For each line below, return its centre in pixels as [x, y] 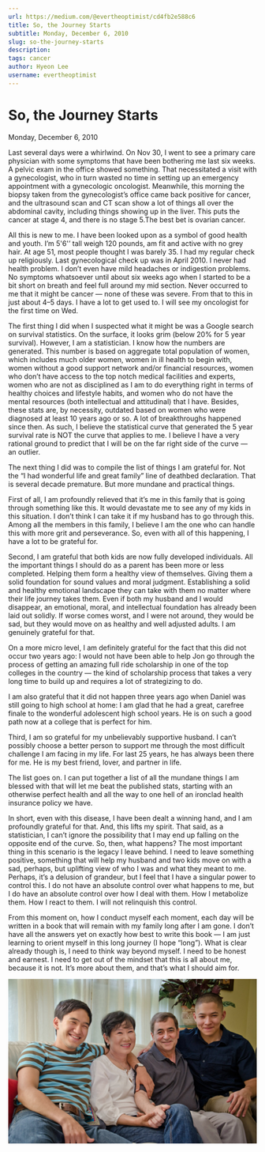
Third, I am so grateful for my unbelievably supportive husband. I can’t [122, 737]
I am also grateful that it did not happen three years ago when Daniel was [127, 697]
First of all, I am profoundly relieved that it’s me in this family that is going [127, 499]
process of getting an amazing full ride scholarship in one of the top [118, 664]
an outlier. [24, 451]
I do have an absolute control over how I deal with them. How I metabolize [128, 893]
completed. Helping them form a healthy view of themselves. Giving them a [131, 573]
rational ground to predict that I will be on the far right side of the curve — [128, 444]
